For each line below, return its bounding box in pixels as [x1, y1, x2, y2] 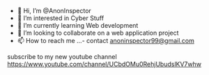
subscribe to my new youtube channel [7, 53, 117, 60]
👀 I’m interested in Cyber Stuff [17, 14, 104, 22]
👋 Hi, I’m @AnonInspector [17, 7, 92, 15]
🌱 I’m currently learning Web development [17, 22, 139, 29]
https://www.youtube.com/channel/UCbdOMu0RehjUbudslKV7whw [7, 60, 202, 68]
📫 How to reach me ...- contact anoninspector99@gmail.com [17, 37, 195, 44]
